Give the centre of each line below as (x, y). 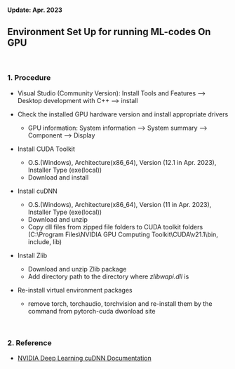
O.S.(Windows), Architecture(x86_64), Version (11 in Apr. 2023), (120, 204)
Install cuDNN (37, 191)
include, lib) (45, 241)
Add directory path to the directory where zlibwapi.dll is (108, 276)
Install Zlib (32, 255)
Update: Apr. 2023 (35, 10)
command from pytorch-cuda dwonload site (92, 311)
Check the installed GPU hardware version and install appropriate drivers (123, 114)
